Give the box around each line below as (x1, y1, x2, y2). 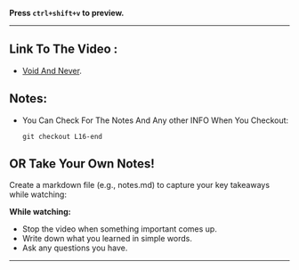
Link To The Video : (9, 42, 118, 57)
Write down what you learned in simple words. (21, 233, 193, 244)
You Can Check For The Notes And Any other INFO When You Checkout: (21, 115, 289, 126)
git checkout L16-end (21, 132, 102, 141)
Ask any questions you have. (21, 242, 128, 253)
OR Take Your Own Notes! (9, 156, 156, 172)
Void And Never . (21, 65, 83, 76)
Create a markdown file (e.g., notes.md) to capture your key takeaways (9, 180, 270, 191)
